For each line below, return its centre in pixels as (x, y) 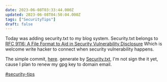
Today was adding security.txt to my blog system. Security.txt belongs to (82, 38)
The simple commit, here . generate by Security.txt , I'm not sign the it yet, (82, 59)
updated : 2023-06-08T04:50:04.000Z (43, 15)
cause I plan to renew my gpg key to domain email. (59, 64)
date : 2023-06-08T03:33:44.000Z (39, 10)
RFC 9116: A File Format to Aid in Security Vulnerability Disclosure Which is (84, 44)
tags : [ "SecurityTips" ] (31, 19)
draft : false (19, 24)
